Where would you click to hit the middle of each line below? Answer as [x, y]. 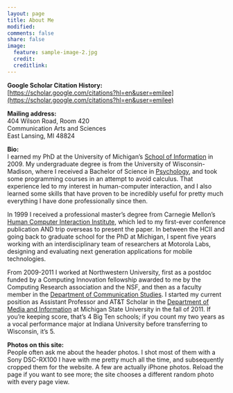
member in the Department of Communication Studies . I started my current [114, 294]
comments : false [31, 33]
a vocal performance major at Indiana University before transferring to [107, 323]
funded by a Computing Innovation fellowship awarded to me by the [104, 280]
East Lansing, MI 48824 [41, 136]
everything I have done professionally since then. [77, 201]
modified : [21, 26]
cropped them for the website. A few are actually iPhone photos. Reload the [115, 367]
